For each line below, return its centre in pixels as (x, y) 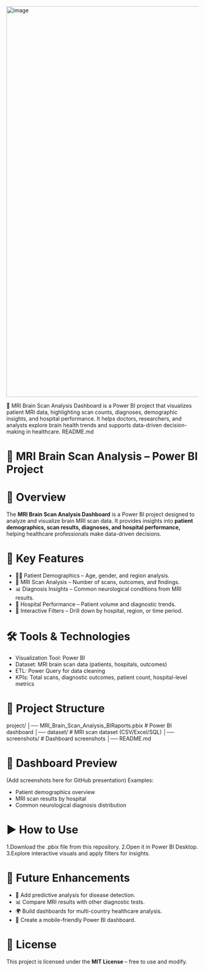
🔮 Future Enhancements (68, 878)
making (16, 432)
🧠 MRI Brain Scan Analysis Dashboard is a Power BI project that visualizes (99, 406)
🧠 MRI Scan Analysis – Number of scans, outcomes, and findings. (97, 582)
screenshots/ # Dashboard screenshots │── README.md (79, 738)
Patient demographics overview (55, 792)
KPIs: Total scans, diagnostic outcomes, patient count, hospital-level (101, 677)
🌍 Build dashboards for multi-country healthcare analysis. (88, 911)
